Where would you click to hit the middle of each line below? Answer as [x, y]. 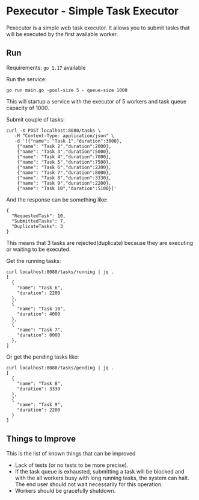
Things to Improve [41, 439]
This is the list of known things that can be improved [71, 453]
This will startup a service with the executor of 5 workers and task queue [96, 101]
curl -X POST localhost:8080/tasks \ [54, 131]
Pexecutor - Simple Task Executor [93, 11]
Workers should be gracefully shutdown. [65, 490]
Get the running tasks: [34, 261]
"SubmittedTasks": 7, [39, 221]
